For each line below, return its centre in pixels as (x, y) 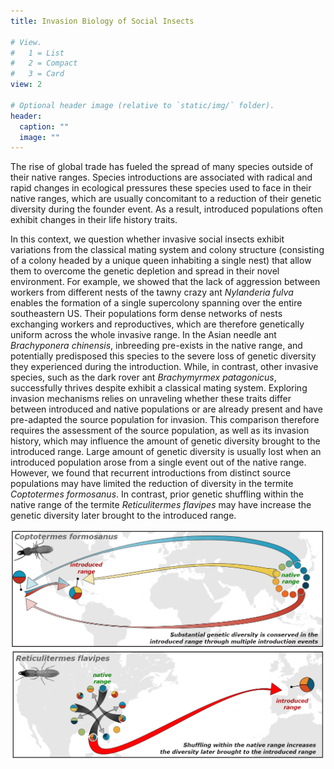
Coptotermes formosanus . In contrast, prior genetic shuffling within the (157, 494)
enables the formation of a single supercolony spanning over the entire (156, 303)
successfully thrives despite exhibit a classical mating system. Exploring (159, 388)
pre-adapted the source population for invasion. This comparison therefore (165, 420)
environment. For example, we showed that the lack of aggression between (165, 282)
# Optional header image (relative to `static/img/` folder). (142, 105)
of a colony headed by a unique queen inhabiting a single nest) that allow (161, 261)
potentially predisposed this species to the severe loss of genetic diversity (163, 356)
